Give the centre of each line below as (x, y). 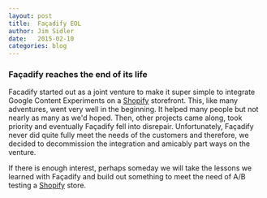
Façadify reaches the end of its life (78, 75)
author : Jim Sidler (41, 31)
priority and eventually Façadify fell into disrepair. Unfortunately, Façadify (131, 127)
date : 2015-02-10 (41, 39)
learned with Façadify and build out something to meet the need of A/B (127, 177)
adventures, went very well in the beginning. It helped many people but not (133, 110)
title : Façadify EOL (45, 24)
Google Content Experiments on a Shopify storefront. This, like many (123, 101)
